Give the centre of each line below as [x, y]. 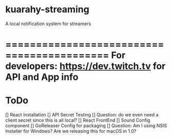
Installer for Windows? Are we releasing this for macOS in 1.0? [71, 131]
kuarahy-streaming [47, 9]
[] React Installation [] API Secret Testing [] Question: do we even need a [82, 115]
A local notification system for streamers [48, 24]
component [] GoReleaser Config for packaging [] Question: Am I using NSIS [86, 126]
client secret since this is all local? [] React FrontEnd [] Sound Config [78, 120]
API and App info [42, 77]
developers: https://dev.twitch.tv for [85, 66]
